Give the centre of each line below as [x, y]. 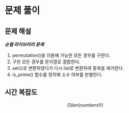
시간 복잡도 [21, 92]
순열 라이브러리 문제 [24, 44]
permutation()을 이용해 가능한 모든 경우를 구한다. [61, 55]
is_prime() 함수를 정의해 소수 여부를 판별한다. [57, 74]
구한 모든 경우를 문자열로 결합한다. [46, 62]
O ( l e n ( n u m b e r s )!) [85, 105]
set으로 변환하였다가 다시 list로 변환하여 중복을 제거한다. [68, 68]
